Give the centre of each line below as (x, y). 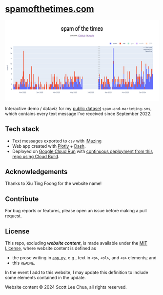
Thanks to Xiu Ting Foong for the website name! (53, 183)
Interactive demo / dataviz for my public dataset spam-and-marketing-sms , (79, 108)
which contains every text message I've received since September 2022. (78, 113)
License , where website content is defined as (51, 248)
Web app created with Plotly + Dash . (49, 146)
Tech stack (22, 129)
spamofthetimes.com (50, 9)
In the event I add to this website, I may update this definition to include (77, 272)
